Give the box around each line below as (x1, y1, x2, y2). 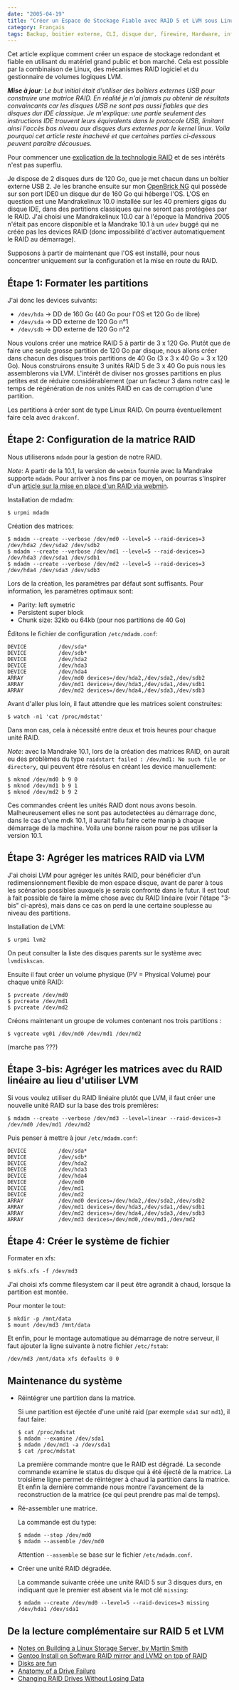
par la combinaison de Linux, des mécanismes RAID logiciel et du (7, 65, 199, 73)
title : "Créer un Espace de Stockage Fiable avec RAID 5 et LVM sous (7, 17, 218, 24)
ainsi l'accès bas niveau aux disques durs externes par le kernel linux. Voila (7, 124, 230, 133)
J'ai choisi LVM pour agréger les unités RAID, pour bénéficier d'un (7, 871, 201, 879)
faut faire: (17, 1415, 46, 1424)
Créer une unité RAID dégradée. (17, 1565, 112, 1573)
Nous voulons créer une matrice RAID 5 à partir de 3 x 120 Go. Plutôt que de (7, 339, 231, 348)
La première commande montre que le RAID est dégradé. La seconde (17, 1460, 221, 1468)
